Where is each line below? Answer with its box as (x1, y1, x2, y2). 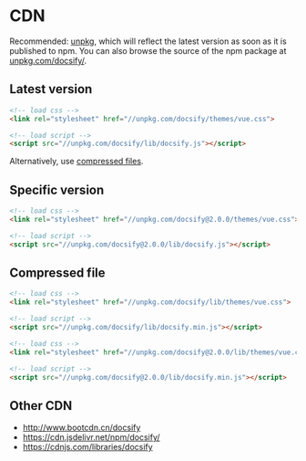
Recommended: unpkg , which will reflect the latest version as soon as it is (9, 36, 287, 47)
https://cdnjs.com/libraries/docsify (22, 442, 153, 453)
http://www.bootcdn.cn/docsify (22, 422, 141, 434)
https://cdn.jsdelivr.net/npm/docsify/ (22, 432, 161, 443)
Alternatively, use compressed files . (9, 156, 144, 167)
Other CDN (9, 398, 73, 414)
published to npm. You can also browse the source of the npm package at (9, 45, 287, 56)
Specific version (9, 182, 105, 197)
